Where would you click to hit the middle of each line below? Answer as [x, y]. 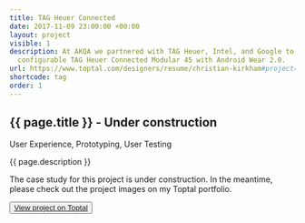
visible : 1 [30, 43]
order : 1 [26, 86]
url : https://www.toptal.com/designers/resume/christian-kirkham [135, 69]
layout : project [40, 35]
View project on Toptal [51, 208]
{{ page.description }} [50, 162]
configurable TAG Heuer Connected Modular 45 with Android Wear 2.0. [152, 60]
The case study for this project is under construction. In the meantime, [141, 179]
